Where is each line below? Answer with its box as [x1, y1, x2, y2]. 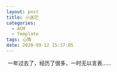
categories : [6, 20, 36, 26]
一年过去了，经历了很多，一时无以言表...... [7, 59, 112, 67]
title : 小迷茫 [6, 14, 39, 20]
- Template [11, 31, 39, 37]
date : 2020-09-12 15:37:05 [6, 43, 74, 49]
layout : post [6, 8, 39, 15]
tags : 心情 [6, 37, 32, 43]
